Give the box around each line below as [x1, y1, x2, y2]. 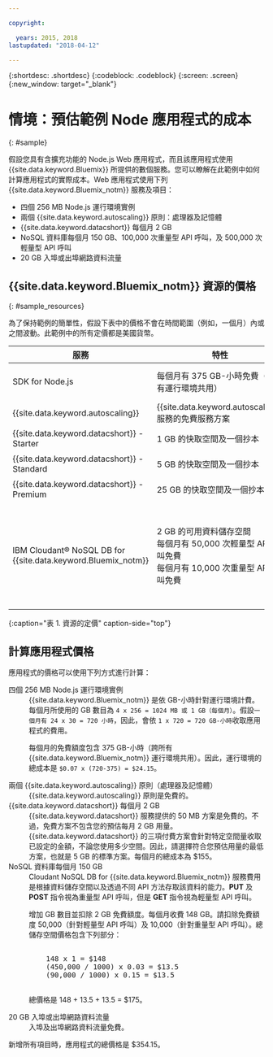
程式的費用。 [28, 725, 71, 735]
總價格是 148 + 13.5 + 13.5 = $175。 [28, 994, 147, 1004]
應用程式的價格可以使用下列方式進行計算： [8, 668, 151, 677]
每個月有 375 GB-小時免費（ [156, 371, 267, 382]
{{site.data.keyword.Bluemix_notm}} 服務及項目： [8, 185, 175, 195]
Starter [12, 438, 39, 450]
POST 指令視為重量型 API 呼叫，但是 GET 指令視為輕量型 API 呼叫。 [28, 892, 256, 902]
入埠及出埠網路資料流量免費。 [28, 1022, 128, 1032]
